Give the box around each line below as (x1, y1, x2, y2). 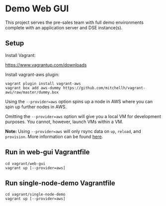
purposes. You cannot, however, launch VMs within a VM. (5, 119, 123, 125)
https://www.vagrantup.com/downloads (5, 62, 87, 68)
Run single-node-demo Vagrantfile (5, 179, 115, 187)
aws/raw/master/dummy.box (5, 90, 59, 95)
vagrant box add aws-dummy (5, 85, 61, 90)
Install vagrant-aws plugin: (5, 71, 60, 77)
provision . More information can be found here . (5, 134, 103, 139)
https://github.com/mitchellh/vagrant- (63, 85, 146, 90)
